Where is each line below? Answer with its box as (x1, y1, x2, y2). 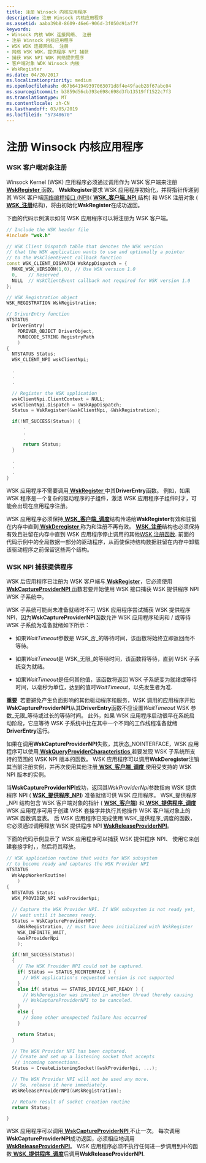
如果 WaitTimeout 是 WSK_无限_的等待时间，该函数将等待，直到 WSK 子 (15, 655, 194, 663)
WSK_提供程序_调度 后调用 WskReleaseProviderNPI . (13, 1150, 145, 1157)
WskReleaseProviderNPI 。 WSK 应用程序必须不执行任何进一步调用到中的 (6, 1143, 193, 1150)
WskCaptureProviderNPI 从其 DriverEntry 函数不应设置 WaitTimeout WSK (6, 704, 189, 712)
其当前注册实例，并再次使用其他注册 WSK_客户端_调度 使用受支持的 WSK (6, 763, 192, 771)
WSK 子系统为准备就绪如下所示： (6, 622, 91, 629)
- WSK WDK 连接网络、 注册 (6, 44, 69, 50)
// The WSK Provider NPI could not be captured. (17, 963, 144, 969)
